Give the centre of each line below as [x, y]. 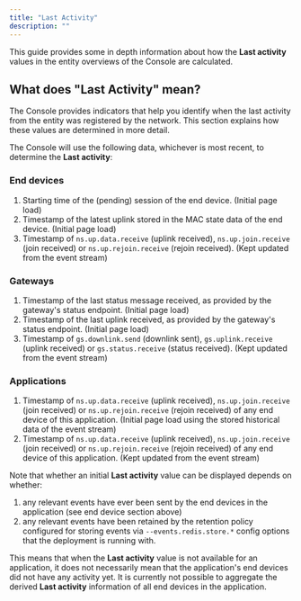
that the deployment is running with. [89, 541]
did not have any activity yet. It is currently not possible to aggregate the [143, 578]
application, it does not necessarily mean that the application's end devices [149, 568]
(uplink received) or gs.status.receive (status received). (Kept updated [155, 348]
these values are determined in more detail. [90, 130]
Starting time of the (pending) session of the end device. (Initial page [150, 200]
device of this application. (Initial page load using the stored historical [151, 420]
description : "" [40, 26]
